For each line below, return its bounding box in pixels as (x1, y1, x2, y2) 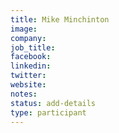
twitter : (10, 71, 47, 81)
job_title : (10, 42, 56, 53)
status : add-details (10, 98, 97, 108)
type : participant (10, 107, 87, 118)
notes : (10, 89, 38, 99)
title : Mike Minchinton (10, 14, 110, 25)
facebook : (10, 52, 52, 62)
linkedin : (10, 61, 52, 71)
